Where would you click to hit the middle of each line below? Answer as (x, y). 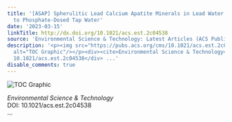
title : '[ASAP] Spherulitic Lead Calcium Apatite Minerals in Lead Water (116, 13)
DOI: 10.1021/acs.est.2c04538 (49, 105)
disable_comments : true (41, 65)
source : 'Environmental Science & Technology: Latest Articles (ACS (108, 39)
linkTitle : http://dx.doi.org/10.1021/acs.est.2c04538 (88, 33)
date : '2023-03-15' (35, 26)
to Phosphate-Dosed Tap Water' (58, 20)
